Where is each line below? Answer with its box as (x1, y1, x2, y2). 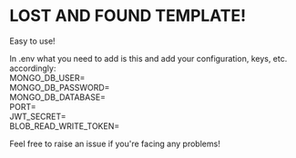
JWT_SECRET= (9, 111, 66, 122)
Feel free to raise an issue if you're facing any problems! (9, 138, 220, 149)
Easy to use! (9, 35, 56, 46)
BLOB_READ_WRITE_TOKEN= (9, 120, 120, 132)
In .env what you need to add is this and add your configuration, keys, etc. (9, 53, 288, 64)
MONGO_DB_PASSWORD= (9, 82, 110, 93)
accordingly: (9, 63, 56, 74)
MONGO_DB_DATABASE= (9, 92, 107, 103)
